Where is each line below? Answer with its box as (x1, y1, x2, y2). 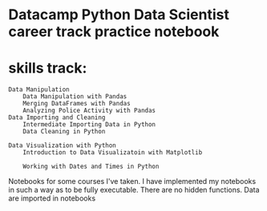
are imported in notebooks (8, 193, 96, 203)
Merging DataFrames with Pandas (22, 100, 131, 108)
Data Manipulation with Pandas (22, 93, 127, 101)
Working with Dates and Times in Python (22, 162, 160, 171)
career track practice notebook (8, 22, 220, 41)
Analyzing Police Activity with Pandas (22, 106, 156, 115)
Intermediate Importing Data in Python (22, 121, 156, 129)
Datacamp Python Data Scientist (8, 6, 230, 24)
